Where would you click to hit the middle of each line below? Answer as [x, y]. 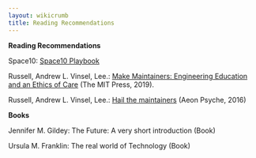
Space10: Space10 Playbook [54, 61]
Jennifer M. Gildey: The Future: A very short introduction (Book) [112, 130]
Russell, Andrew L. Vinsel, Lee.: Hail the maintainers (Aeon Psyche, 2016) [127, 100]
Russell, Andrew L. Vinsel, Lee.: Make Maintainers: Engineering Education [128, 76]
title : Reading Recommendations [61, 23]
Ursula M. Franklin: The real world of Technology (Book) [100, 145]
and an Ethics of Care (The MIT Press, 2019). [81, 85]
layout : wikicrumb [38, 15]
